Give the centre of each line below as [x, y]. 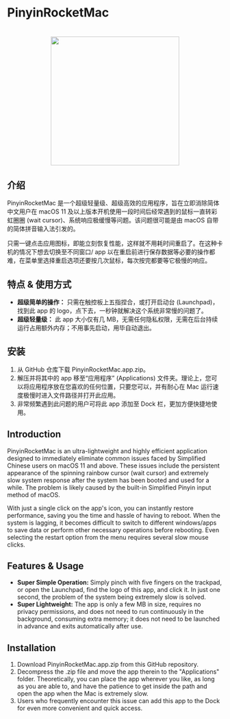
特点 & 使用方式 [39, 284]
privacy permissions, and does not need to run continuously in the [110, 612]
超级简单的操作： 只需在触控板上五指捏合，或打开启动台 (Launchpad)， [118, 302]
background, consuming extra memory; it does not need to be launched [118, 619]
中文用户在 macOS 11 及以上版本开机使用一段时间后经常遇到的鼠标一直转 [110, 212]
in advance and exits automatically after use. [80, 626]
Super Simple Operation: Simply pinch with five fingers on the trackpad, [119, 582]
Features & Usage [46, 566]
